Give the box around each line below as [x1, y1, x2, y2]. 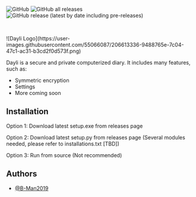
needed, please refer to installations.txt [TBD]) [6, 140, 120, 147]
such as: [6, 65, 27, 72]
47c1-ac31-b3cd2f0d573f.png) [6, 47, 81, 55]
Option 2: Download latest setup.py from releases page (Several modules [6, 134, 185, 141]
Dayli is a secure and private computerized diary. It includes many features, [6, 59, 191, 66]
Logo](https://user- [23, 35, 70, 42]
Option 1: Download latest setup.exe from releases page [6, 122, 143, 129]
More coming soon [14, 90, 61, 96]
